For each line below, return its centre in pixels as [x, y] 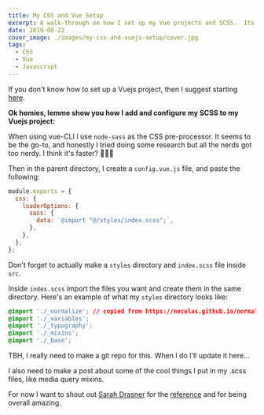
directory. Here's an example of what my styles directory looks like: [118, 297]
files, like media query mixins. [56, 379]
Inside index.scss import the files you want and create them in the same [125, 288]
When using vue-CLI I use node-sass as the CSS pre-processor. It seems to [130, 136]
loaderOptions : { [51, 206]
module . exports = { [40, 191]
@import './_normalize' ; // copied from [75, 311]
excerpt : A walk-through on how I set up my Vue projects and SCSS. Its [132, 23]
